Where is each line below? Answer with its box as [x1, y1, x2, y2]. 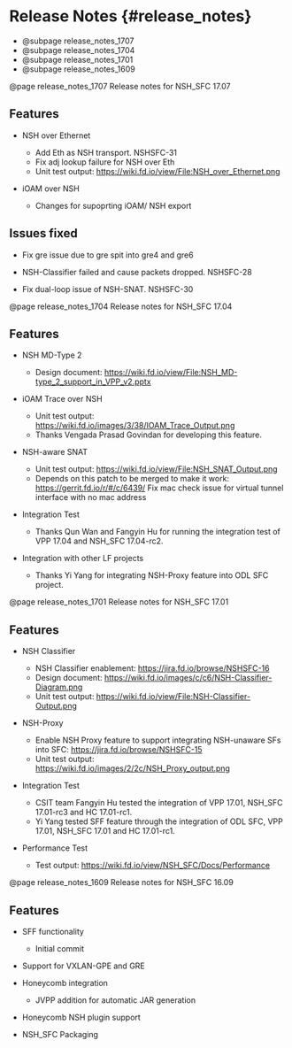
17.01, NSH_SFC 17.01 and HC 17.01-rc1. [35, 826, 175, 836]
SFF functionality [21, 927, 84, 936]
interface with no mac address [35, 492, 147, 503]
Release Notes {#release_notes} [9, 6, 252, 27]
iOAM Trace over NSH [21, 394, 104, 405]
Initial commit [35, 944, 85, 953]
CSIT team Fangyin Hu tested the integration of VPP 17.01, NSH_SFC [35, 798, 283, 808]
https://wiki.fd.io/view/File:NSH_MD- [104, 367, 238, 378]
